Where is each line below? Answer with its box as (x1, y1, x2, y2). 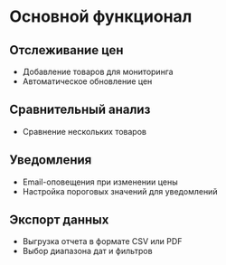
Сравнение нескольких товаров (22, 126, 147, 137)
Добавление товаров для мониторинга (22, 66, 174, 77)
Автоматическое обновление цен (22, 76, 153, 87)
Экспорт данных (9, 213, 109, 228)
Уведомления (9, 152, 92, 168)
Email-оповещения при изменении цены (22, 176, 178, 187)
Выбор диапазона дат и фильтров (22, 246, 153, 257)
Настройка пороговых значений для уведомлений (22, 185, 218, 196)
